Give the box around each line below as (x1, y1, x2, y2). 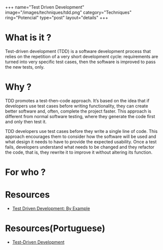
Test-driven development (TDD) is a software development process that (5, 48, 151, 54)
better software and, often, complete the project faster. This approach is (5, 108, 152, 114)
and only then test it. (5, 119, 47, 125)
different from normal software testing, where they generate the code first (5, 113, 155, 119)
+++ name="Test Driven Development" (5, 4, 85, 10)
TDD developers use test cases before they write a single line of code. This (5, 128, 158, 134)
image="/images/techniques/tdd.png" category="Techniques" (5, 9, 132, 15)
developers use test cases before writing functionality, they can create (5, 103, 149, 109)
